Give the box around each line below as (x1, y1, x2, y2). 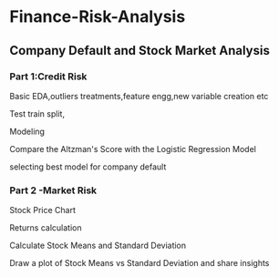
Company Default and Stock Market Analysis (9, 43, 271, 58)
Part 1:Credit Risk (9, 70, 88, 83)
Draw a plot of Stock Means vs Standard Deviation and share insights (9, 258, 270, 269)
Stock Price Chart (9, 205, 76, 216)
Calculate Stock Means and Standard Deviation (9, 240, 187, 251)
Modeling (9, 126, 46, 137)
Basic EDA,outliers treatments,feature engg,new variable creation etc (9, 90, 269, 101)
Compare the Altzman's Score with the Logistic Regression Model (9, 143, 257, 154)
